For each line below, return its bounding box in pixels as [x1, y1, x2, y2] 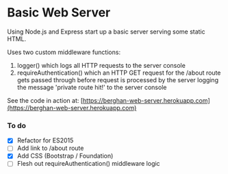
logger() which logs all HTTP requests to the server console [16, 61, 186, 69]
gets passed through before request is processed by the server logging [16, 75, 219, 84]
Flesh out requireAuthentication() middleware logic [16, 160, 160, 168]
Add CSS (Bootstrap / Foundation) [16, 152, 114, 160]
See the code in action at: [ [7, 96, 84, 104]
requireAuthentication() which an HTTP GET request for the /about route [16, 69, 221, 77]
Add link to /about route [16, 144, 84, 152]
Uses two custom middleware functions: [7, 48, 121, 56]
